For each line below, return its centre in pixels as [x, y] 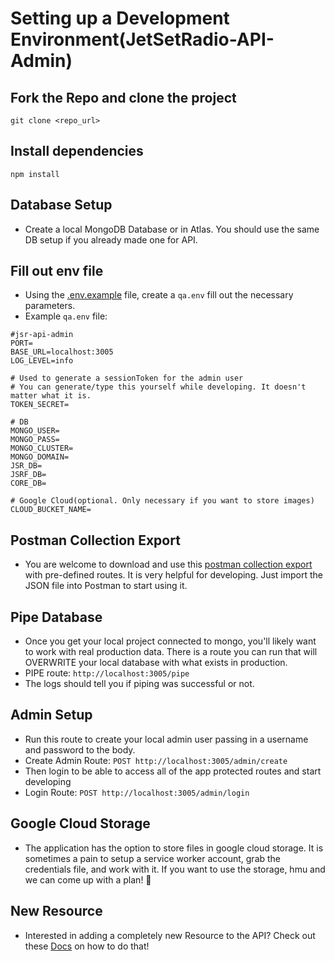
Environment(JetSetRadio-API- [142, 39]
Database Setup [61, 205]
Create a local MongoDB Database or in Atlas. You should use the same [172, 229]
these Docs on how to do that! [87, 946]
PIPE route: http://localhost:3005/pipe [107, 673]
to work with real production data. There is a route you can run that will [171, 652]
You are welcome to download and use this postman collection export [168, 564]
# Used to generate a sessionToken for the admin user [127, 378]
